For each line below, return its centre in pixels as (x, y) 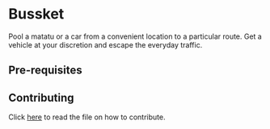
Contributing (41, 98)
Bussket (36, 14)
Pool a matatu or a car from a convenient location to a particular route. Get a (135, 36)
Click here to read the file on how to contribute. (87, 117)
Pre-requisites (45, 71)
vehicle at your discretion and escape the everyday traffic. (105, 44)
